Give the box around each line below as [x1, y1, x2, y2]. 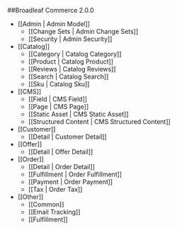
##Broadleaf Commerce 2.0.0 [7, 6, 94, 14]
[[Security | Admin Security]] [28, 35, 113, 43]
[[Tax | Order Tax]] [28, 185, 83, 193]
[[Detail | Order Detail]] [28, 163, 96, 171]
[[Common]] [28, 200, 64, 208]
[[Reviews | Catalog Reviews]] [28, 65, 116, 73]
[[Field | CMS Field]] [28, 95, 87, 103]
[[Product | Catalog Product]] [28, 57, 114, 66]
